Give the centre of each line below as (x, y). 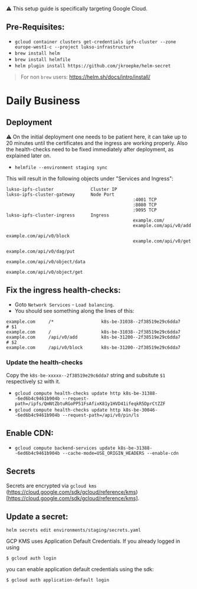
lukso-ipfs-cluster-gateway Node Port (60, 195)
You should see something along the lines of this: (74, 310)
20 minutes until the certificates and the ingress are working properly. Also (97, 143)
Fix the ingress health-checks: (63, 290)
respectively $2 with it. (33, 381)
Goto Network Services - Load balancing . (64, 305)
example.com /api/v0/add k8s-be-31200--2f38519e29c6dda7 (93, 337)
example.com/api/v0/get (162, 241)
